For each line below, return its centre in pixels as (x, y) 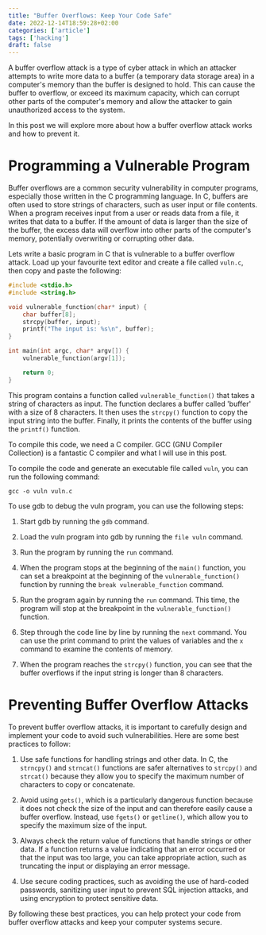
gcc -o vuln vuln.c (40, 491)
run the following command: (54, 477)
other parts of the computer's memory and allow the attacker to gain (120, 102)
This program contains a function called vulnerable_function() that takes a (132, 395)
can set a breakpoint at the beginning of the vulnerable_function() (130, 576)
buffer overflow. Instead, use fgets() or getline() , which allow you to (134, 817)
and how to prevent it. (44, 134)
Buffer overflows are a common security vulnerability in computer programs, (133, 188)
